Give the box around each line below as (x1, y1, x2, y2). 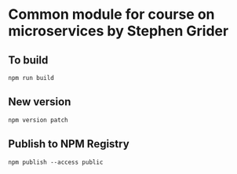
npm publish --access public (8, 158, 104, 166)
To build (8, 53, 49, 67)
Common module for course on (8, 5, 215, 24)
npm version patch (8, 116, 68, 124)
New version (8, 96, 71, 109)
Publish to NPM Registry (8, 137, 129, 150)
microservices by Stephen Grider (8, 22, 229, 40)
